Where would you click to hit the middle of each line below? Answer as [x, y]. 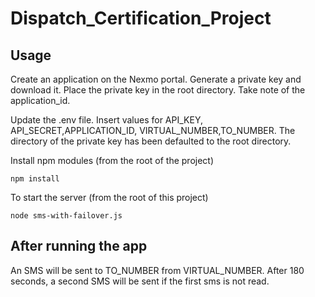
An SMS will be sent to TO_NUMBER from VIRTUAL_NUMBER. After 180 [157, 270]
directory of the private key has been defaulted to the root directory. [151, 141]
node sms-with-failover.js [66, 216]
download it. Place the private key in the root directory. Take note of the [158, 90]
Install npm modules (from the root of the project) [112, 160]
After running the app [79, 246]
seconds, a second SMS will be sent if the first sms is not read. [140, 281]
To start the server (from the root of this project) [109, 197]
